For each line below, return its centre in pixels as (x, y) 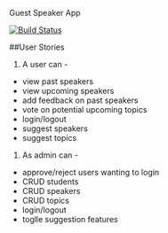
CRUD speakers (51, 191)
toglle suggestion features (70, 219)
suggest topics (49, 138)
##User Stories (37, 47)
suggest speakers (55, 128)
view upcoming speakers (68, 91)
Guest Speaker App (45, 13)
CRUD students (50, 182)
